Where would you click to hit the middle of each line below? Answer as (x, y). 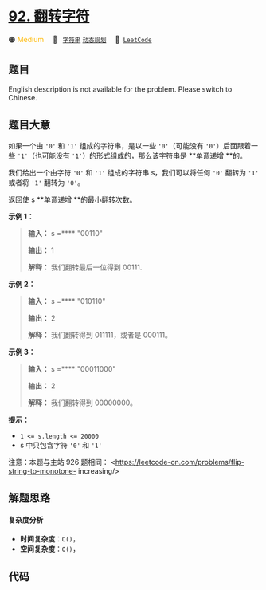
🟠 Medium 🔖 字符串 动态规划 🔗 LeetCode (80, 39)
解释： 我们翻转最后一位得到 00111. (85, 267)
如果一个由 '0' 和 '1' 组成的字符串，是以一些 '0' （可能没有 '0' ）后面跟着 (130, 145)
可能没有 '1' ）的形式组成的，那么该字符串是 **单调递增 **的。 (144, 155)
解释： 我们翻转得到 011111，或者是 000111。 (100, 335)
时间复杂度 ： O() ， (50, 539)
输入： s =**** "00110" (65, 233)
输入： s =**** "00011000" (72, 368)
